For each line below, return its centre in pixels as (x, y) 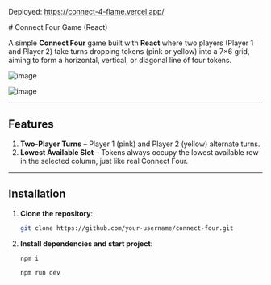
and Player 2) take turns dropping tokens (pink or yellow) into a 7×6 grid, (129, 51)
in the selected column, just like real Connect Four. (104, 161)
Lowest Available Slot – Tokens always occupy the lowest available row (140, 152)
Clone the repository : (56, 213)
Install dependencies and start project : (86, 243)
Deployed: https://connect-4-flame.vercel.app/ (86, 12)
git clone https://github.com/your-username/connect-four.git (127, 228)
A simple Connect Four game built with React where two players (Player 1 (131, 43)
